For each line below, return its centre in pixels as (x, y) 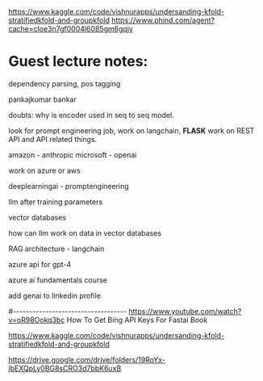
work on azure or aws (44, 170)
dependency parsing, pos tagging (65, 83)
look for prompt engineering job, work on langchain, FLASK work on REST (131, 130)
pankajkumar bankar (42, 99)
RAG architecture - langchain (56, 249)
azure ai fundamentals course (58, 280)
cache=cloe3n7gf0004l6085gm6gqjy (71, 29)
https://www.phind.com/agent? (163, 20)
